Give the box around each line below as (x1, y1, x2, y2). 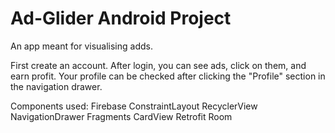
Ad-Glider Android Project (10, 7, 232, 30)
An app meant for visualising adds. (10, 40, 153, 52)
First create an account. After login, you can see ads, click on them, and (10, 59, 307, 71)
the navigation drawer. (10, 80, 103, 92)
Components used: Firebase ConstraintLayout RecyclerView (10, 100, 258, 112)
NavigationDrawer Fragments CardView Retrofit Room (10, 110, 233, 122)
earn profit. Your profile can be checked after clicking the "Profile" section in (10, 70, 326, 82)
